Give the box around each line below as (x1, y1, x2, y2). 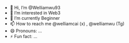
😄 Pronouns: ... (9, 28, 42, 34)
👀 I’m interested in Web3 (9, 10, 61, 16)
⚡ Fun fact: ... (9, 34, 37, 39)
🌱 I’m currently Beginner (9, 15, 60, 21)
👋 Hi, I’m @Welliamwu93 (9, 5, 61, 10)
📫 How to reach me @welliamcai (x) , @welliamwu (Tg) (9, 21, 125, 27)
